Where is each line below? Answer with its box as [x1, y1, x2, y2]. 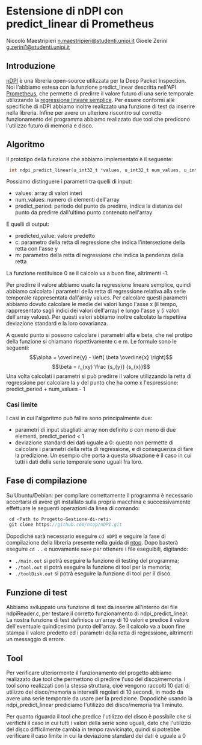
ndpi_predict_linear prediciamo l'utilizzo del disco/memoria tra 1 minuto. [6, 701, 184, 708]
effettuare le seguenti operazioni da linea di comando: [6, 504, 140, 511]
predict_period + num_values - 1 [6, 385, 85, 393]
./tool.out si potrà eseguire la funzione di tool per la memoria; [14, 563, 171, 571]
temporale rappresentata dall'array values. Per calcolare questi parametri [6, 294, 188, 301]
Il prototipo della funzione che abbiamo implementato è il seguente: [6, 155, 173, 162]
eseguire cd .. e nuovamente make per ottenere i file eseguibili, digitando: [6, 545, 188, 553]
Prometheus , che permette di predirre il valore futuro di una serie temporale [6, 89, 194, 97]
